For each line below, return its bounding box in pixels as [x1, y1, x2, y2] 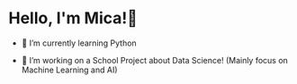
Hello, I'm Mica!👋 [8, 8, 139, 29]
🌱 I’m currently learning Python [21, 38, 137, 48]
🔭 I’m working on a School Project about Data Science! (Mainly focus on [21, 55, 289, 65]
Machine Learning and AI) [21, 64, 118, 75]
